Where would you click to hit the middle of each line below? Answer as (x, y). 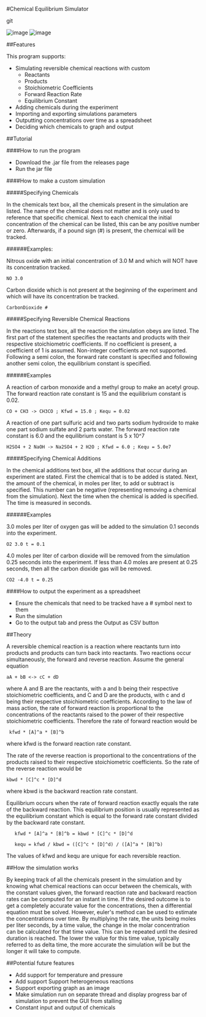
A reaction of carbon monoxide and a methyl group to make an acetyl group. (103, 387)
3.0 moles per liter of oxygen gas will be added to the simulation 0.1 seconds (103, 527)
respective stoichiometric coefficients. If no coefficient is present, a (92, 344)
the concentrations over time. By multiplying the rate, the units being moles (101, 919)
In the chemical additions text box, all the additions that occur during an (97, 470)
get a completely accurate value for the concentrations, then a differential (99, 905)
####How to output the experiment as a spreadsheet (74, 591)
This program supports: (36, 56)
